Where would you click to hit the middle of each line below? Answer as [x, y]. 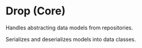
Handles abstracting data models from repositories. [69, 28]
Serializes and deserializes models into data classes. [71, 39]
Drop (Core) [35, 11]
